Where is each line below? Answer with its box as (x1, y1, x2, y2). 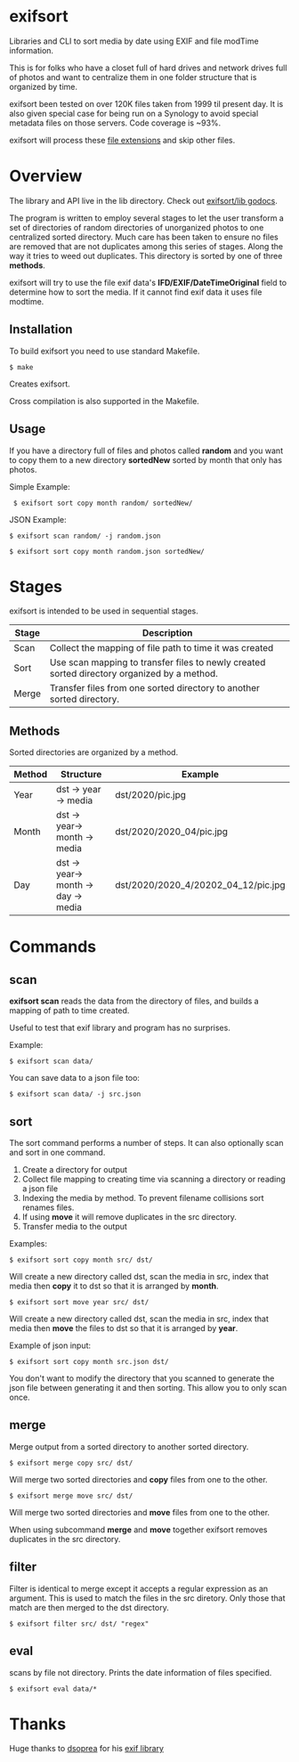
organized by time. (9, 81, 78, 92)
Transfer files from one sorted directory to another (49, 682, 261, 694)
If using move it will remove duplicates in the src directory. (21, 1212, 238, 1222)
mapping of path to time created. (9, 1005, 130, 1016)
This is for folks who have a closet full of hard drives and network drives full (9, 62, 287, 73)
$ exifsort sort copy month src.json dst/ (9, 1358, 169, 1367)
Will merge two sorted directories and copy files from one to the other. (9, 1474, 269, 1484)
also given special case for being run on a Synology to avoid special (9, 108, 259, 118)
